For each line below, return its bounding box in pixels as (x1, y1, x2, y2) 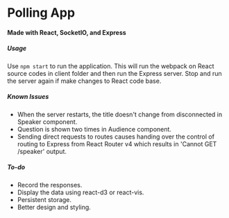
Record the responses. (17, 180, 83, 189)
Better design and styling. (17, 203, 92, 211)
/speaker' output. (17, 147, 67, 155)
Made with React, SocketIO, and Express (7, 28, 126, 36)
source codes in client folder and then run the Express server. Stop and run (7, 69, 222, 77)
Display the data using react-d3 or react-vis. (17, 188, 144, 196)
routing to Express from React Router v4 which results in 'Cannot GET (17, 139, 217, 148)
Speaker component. (17, 117, 78, 126)
